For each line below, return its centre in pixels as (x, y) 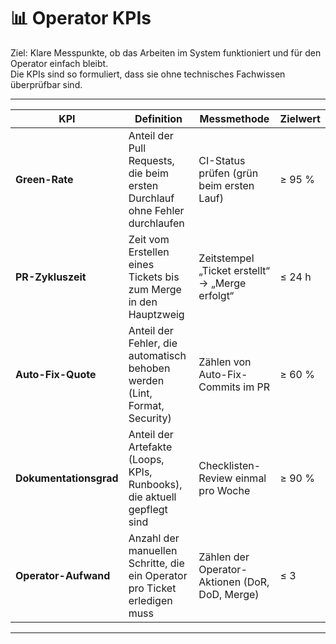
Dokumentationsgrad (67, 478)
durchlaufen (156, 223)
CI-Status (222, 160)
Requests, (151, 160)
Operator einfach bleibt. (59, 63)
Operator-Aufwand (63, 575)
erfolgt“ (216, 295)
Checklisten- (230, 465)
